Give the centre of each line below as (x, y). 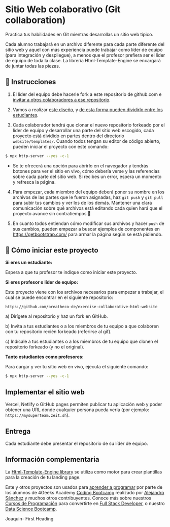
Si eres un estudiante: (29, 262)
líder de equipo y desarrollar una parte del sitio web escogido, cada (83, 130)
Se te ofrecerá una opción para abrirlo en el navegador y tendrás (80, 166)
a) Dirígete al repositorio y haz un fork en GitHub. (57, 316)
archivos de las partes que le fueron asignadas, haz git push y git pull (88, 197)
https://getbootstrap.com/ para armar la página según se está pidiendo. (88, 234)
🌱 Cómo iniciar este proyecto (52, 250)
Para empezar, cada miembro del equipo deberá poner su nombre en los (89, 192)
